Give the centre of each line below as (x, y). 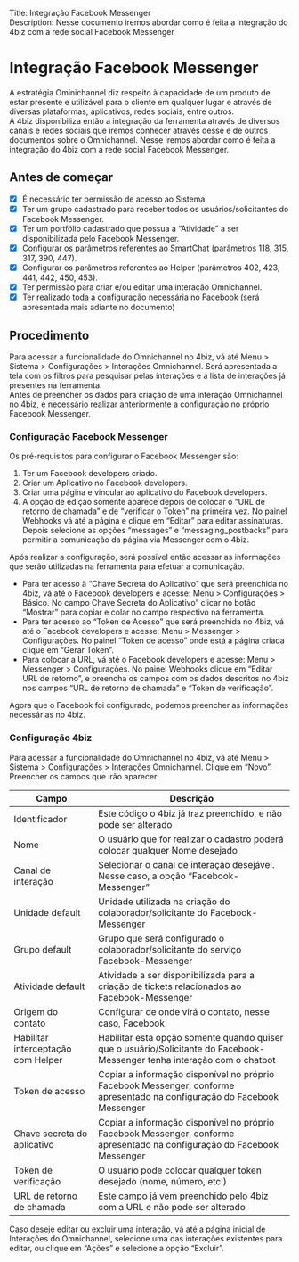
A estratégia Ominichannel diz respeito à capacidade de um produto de (140, 92)
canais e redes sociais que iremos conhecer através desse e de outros (139, 130)
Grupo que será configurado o (161, 938)
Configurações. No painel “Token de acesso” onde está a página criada (153, 640)
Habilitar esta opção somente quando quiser (190, 1037)
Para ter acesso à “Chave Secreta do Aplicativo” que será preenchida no (155, 584)
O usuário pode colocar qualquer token (180, 1170)
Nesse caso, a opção (142, 876)
